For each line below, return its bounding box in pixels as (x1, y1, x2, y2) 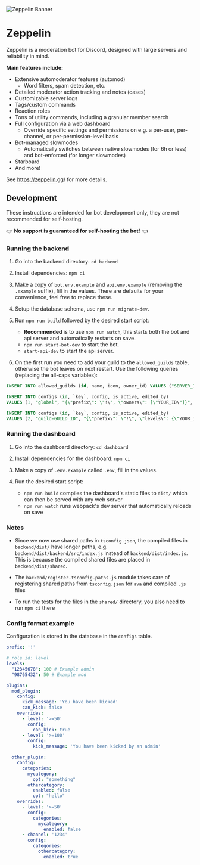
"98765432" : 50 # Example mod (11, 671, 86, 678)
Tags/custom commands (14, 101, 76, 108)
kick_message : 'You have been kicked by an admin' (32, 743, 161, 749)
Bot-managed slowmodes (14, 139, 79, 146)
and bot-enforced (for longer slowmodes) (23, 151, 126, 159)
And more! (14, 164, 41, 171)
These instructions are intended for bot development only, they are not (6, 209, 180, 216)
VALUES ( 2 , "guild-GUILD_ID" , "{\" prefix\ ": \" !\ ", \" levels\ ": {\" (6, 416, 180, 421)
